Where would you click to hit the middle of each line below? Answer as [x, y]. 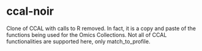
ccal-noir [30, 11]
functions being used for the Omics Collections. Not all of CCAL [87, 34]
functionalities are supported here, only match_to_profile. [78, 41]
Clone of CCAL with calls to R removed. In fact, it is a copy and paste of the [101, 28]
